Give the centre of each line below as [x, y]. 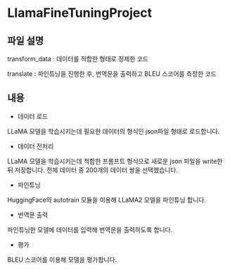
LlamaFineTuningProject [80, 13]
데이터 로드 [33, 116]
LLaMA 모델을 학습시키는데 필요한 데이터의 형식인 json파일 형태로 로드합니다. [114, 131]
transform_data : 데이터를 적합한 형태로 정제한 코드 [78, 59]
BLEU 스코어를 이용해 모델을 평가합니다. [62, 259]
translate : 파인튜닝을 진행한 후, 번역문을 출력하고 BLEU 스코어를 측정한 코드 [112, 74]
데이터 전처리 [36, 146]
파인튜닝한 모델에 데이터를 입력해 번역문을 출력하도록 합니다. [90, 229]
